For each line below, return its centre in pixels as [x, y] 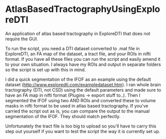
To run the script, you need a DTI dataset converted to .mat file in [72, 48]
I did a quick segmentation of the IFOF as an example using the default [78, 79]
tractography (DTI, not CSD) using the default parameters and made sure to [83, 90]
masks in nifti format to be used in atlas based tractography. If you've [77, 106]
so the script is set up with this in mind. [46, 69]
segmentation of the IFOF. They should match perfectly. [63, 116]
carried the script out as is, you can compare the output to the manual [77, 111]
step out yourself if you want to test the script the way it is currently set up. [83, 131]
